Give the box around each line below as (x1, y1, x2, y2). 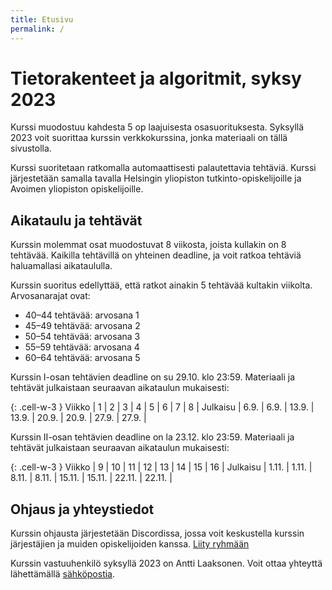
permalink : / (10, 24, 65, 34)
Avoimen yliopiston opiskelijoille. (10, 183, 144, 195)
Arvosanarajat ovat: (10, 290, 91, 302)
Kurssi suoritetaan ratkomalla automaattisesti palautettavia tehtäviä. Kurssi (10, 162, 317, 174)
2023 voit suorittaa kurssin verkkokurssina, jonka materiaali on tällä (10, 132, 288, 144)
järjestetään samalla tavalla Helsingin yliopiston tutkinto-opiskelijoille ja (10, 172, 302, 185)
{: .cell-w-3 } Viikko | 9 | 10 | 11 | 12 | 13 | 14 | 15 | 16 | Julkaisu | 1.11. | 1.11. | (10, 461, 313, 473)
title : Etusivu (10, 14, 74, 25)
